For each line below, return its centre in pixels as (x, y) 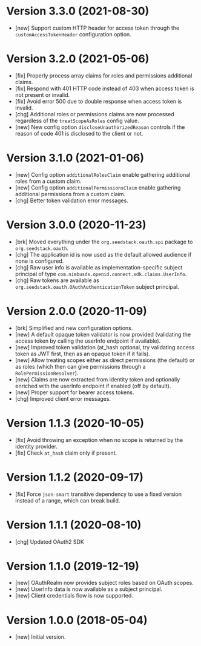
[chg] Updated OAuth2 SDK (50, 542)
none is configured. (39, 261)
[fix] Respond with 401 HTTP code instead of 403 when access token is (105, 88)
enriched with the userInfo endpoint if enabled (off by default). (93, 386)
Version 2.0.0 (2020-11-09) (77, 311)
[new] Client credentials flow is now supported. (74, 596)
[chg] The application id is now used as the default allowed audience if (103, 254)
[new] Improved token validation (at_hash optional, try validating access (105, 347)
